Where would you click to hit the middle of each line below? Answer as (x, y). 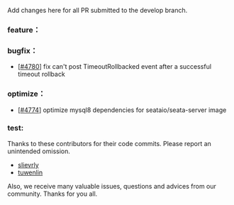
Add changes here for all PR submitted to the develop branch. (97, 10)
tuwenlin (30, 172)
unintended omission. (39, 151)
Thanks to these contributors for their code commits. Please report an (109, 143)
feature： (24, 30)
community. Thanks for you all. (52, 194)
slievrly (28, 165)
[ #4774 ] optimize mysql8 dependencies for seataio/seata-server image (122, 110)
